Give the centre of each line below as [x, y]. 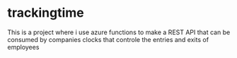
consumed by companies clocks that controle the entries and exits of [108, 39]
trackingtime [46, 13]
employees [23, 47]
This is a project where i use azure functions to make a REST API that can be [119, 32]
